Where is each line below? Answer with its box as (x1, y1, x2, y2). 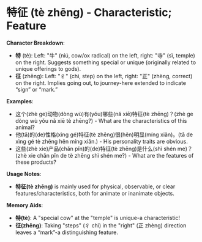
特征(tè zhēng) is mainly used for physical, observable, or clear (15, 183, 176, 190)
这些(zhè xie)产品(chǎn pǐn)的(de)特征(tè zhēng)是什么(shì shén (15, 145, 176, 152)
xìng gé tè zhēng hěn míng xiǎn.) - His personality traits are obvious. (15, 137, 188, 145)
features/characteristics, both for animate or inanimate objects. (15, 189, 174, 197)
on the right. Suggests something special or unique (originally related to (15, 59, 196, 66)
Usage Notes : (6, 170, 42, 177)
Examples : (6, 97, 34, 105)
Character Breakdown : (6, 39, 65, 46)
